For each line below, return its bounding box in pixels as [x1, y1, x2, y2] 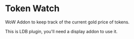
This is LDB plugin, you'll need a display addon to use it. [5, 28, 118, 34]
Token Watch [5, 3, 60, 14]
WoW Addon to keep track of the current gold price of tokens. [5, 19, 130, 25]
